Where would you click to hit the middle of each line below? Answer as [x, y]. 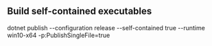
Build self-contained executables [80, 11]
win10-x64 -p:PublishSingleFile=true [59, 35]
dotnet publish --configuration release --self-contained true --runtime [106, 27]
